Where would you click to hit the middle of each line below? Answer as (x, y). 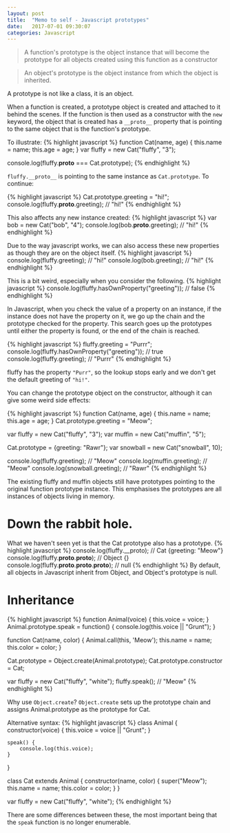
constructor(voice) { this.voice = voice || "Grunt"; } (79, 730)
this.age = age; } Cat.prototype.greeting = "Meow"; (80, 421)
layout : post (26, 13)
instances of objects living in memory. (61, 496)
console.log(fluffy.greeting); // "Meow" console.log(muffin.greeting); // (107, 461)
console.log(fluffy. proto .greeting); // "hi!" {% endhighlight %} (94, 205)
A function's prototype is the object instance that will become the (117, 52)
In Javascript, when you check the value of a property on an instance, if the (114, 309)
